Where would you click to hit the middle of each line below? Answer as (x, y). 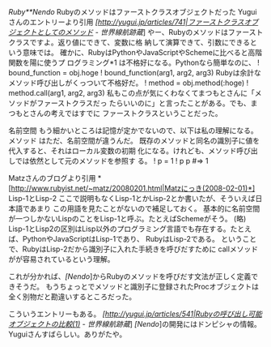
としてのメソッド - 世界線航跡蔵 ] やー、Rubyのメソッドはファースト (150, 32)
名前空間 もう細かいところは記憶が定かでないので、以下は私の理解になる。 (133, 131)
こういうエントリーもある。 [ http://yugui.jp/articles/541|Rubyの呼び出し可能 (135, 314)
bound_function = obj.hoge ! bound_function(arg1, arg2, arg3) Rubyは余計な (135, 73)
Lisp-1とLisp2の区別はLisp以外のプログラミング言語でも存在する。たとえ (130, 229)
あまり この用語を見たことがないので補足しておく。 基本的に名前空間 (145, 208)
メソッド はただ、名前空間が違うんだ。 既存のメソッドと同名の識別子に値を (134, 141)
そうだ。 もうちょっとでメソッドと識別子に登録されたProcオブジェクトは (137, 287)
